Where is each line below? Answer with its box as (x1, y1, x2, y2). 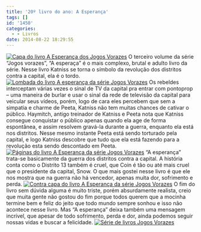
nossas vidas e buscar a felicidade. (6, 219, 94, 225)
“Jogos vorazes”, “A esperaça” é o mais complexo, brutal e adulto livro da (6, 59, 188, 67)
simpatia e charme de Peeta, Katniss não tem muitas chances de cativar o (6, 104, 189, 111)
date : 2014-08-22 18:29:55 (6, 37, 74, 43)
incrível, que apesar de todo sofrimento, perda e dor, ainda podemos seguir (6, 212, 193, 219)
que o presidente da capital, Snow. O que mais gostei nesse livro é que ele (6, 168, 191, 174)
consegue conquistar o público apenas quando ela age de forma (6, 117, 166, 123)
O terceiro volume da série (128, 53, 194, 60)
